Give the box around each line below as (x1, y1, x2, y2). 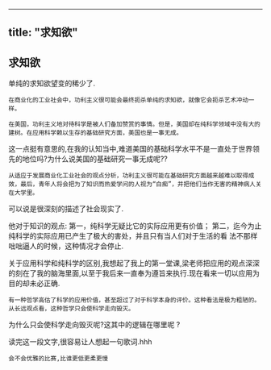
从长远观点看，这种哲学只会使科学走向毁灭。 (8, 305, 135, 313)
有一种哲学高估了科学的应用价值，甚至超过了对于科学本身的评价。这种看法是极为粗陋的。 (8, 296, 261, 305)
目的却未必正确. (8, 279, 60, 289)
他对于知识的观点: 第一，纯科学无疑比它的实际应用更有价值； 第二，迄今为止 (8, 221, 262, 231)
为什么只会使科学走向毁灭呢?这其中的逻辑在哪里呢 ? (8, 320, 181, 330)
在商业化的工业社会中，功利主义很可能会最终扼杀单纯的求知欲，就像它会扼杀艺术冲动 (8, 96, 248, 105)
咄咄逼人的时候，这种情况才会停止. (8, 241, 124, 251)
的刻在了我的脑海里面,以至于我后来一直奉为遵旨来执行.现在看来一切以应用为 (8, 268, 261, 278)
